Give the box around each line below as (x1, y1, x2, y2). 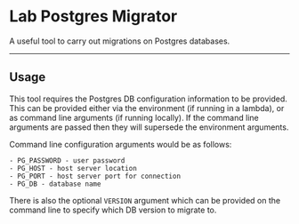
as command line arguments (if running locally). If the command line (9, 112, 260, 123)
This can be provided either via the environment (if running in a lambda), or (9, 102, 285, 113)
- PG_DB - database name (9, 180, 101, 188)
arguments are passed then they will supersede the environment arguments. (9, 122, 289, 132)
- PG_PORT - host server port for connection (9, 172, 181, 180)
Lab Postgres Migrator (9, 6, 178, 27)
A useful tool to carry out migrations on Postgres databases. (9, 36, 230, 46)
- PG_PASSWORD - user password (9, 156, 125, 165)
